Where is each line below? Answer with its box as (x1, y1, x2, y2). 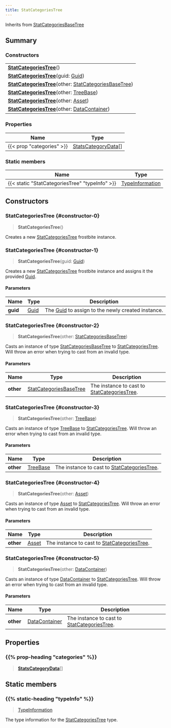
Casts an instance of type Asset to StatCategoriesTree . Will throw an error (5, 500, 160, 507)
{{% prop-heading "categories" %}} (5, 654, 97, 661)
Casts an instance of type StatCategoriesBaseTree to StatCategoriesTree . (5, 343, 159, 349)
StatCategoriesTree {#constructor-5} (5, 555, 100, 562)
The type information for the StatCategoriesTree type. (5, 717, 118, 723)
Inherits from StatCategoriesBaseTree (5, 21, 84, 28)
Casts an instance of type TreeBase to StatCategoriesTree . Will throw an (5, 425, 157, 431)
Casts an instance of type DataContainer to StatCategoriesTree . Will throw (5, 576, 161, 582)
